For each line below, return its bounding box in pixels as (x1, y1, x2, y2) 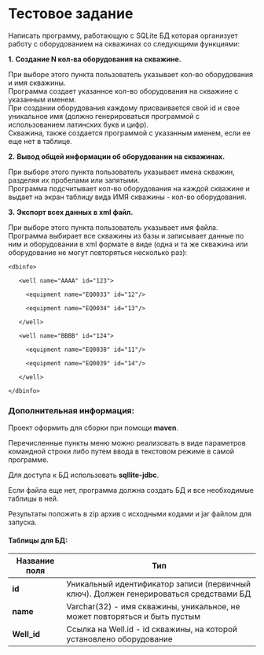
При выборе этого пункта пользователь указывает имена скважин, (8, 167, 235, 176)
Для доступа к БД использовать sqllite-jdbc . (8, 470, 159, 480)
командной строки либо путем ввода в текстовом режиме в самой (8, 446, 234, 457)
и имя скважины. (8, 78, 66, 87)
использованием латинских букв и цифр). (8, 120, 149, 129)
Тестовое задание (8, 5, 134, 23)
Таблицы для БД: (8, 535, 68, 545)
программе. (8, 455, 49, 464)
